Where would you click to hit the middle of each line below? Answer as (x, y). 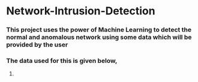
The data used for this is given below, (62, 61)
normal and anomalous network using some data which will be (99, 37)
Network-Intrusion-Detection (81, 11)
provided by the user (37, 45)
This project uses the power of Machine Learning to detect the (99, 30)
